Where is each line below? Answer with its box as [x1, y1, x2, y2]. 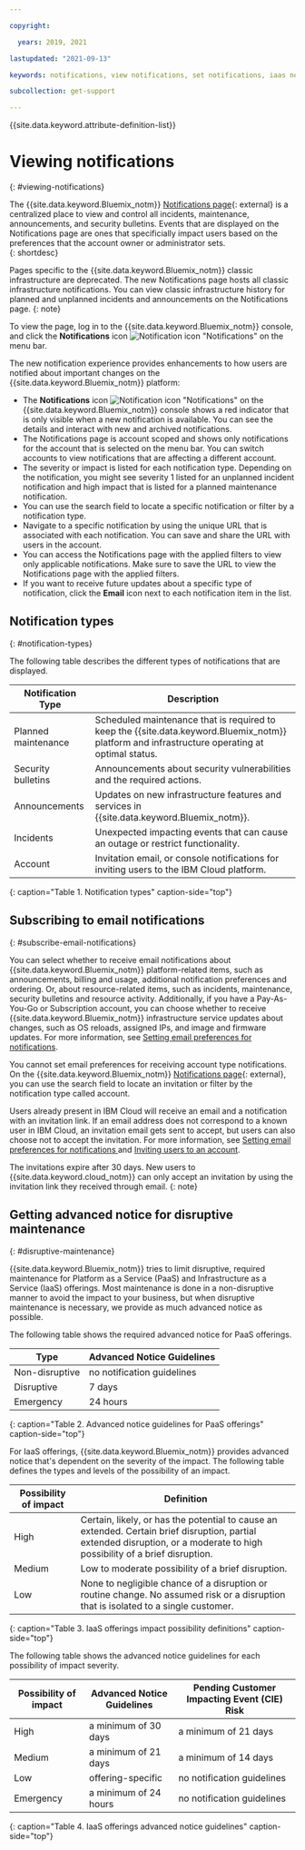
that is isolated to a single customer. [80, 1599, 234, 1612]
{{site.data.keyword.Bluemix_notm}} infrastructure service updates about [9, 1012, 284, 1023]
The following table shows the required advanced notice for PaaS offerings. [9, 1329, 292, 1340]
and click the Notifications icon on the [9, 330, 284, 341]
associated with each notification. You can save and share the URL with [22, 530, 290, 541]
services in [94, 800, 143, 812]
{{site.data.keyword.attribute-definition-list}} [9, 120, 177, 131]
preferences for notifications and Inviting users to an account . [9, 1144, 241, 1155]
